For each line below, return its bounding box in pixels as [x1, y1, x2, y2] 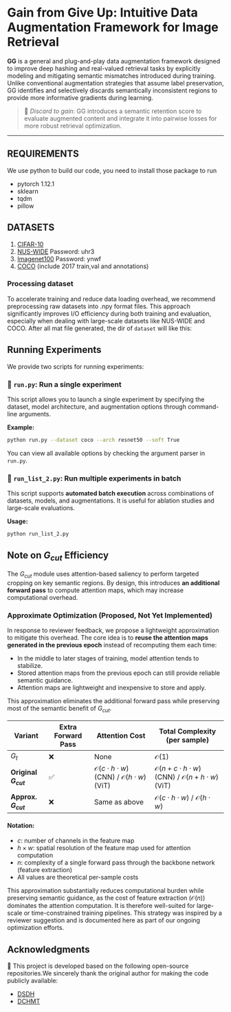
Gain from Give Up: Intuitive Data [7, 5, 198, 21]
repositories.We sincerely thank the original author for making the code [7, 969, 209, 978]
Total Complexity [159, 726, 217, 736]
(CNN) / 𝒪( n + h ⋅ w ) [154, 772, 219, 782]
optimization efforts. [7, 924, 65, 932]
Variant [14, 731, 39, 740]
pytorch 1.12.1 [16, 179, 55, 188]
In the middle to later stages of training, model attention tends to [16, 654, 199, 662]
